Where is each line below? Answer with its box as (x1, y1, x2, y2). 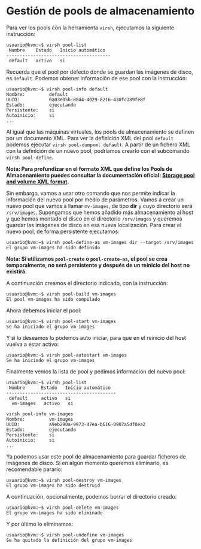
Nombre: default (6, 91, 68, 97)
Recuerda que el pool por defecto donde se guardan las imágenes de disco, (6, 68, 193, 76)
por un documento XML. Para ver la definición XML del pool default (6, 134, 174, 141)
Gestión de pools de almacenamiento (6, 4, 195, 18)
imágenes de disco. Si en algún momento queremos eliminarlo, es (6, 459, 169, 466)
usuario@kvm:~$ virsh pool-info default (6, 86, 109, 92)
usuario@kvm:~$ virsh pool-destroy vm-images (6, 477, 121, 483)
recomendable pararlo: (6, 466, 63, 473)
